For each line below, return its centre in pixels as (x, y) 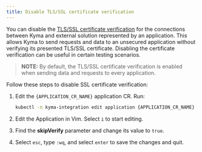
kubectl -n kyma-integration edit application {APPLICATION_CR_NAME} (105, 107)
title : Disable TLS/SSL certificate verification (70, 12)
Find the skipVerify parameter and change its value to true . (90, 130)
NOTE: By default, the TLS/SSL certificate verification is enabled (102, 66)
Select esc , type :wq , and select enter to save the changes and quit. (99, 142)
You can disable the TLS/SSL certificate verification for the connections (96, 29)
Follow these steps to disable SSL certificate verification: (77, 84)
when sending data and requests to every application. (88, 72)
